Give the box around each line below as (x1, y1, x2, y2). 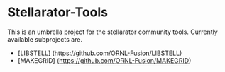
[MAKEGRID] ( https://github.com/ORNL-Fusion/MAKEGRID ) (17, 56, 192, 64)
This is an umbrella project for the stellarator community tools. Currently (7, 28, 218, 36)
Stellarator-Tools (7, 4, 109, 20)
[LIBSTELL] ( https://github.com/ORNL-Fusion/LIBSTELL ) (17, 49, 182, 57)
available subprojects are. (7, 35, 83, 43)
